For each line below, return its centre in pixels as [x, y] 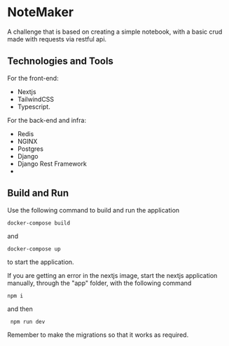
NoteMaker [41, 12]
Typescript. [34, 107]
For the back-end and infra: [47, 120]
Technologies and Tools [61, 61]
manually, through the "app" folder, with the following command [99, 283]
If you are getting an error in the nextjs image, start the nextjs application [112, 275]
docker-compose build [39, 223]
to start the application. [41, 262]
